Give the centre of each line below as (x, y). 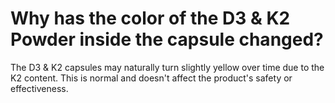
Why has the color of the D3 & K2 (150, 18)
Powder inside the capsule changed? (167, 39)
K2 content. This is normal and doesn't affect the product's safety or (151, 78)
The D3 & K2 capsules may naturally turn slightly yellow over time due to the (167, 67)
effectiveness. (39, 88)
